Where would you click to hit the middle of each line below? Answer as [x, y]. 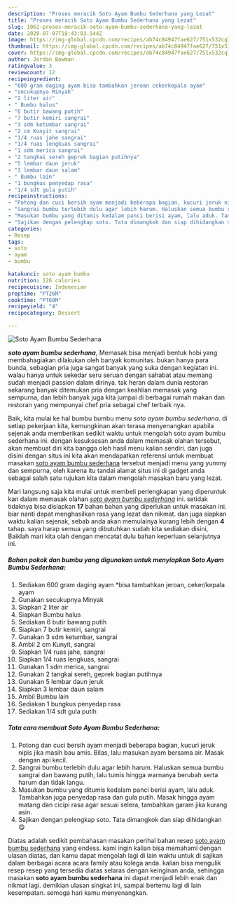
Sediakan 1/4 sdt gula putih [57, 711]
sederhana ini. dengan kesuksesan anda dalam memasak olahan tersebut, [115, 441]
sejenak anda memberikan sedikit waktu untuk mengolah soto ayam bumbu [117, 433]
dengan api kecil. [43, 760]
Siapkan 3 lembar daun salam [61, 689]
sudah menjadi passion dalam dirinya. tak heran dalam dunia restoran [108, 382]
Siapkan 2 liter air [43, 607]
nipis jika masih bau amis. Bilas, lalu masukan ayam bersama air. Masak [121, 752]
